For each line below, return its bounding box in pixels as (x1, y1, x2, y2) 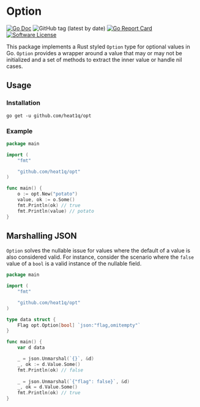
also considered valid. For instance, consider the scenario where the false (6, 253, 194, 261)
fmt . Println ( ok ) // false (17, 367, 84, 373)
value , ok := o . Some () (17, 197, 75, 203)
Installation (6, 99, 41, 107)
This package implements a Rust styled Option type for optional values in (6, 43, 191, 50)
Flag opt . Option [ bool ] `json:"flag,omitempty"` (17, 322, 141, 329)
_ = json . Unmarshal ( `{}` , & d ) (17, 356, 95, 362)
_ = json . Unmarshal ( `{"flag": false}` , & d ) (17, 378, 130, 384)
